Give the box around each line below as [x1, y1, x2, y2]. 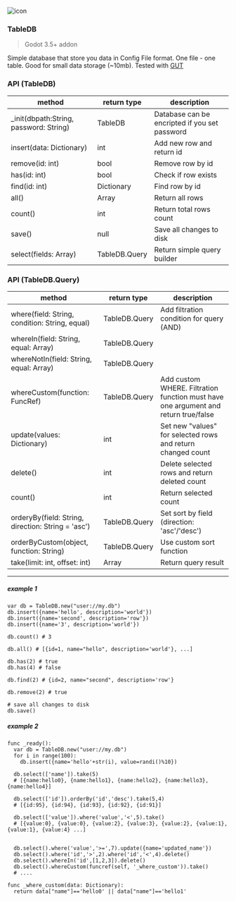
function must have [160, 392, 224, 402]
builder [154, 254, 178, 264]
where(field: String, [11, 309, 74, 319]
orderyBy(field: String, [11, 512, 84, 522]
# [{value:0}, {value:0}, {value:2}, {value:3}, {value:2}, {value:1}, [13, 820, 228, 827]
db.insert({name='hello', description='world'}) [7, 608, 152, 616]
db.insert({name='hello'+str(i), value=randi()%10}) [20, 758, 178, 765]
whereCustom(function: [11, 388, 89, 397]
